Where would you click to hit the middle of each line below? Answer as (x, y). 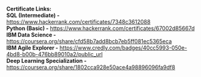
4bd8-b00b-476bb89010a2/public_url (55, 54)
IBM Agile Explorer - (32, 48)
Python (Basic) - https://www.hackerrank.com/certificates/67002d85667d (100, 28)
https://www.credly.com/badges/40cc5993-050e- (123, 48)
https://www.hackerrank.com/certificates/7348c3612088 (78, 22)
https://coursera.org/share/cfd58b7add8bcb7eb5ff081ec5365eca (89, 41)
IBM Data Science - (31, 35)
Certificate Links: (29, 9)
